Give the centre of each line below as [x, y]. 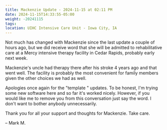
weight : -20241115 [24, 19]
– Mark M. [15, 123]
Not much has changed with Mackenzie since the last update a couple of [80, 42]
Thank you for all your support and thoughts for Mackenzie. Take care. [78, 113]
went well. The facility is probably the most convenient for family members [82, 73]
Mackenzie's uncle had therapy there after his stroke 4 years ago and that [81, 68]
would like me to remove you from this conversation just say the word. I [78, 98]
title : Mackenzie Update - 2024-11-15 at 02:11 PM [59, 10]
